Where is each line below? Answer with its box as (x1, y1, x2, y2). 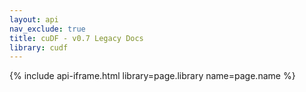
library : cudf (9, 42, 69, 53)
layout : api (9, 14, 59, 25)
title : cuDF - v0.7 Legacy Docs (9, 33, 144, 43)
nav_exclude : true (9, 24, 86, 34)
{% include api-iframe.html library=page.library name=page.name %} (9, 70, 296, 82)
